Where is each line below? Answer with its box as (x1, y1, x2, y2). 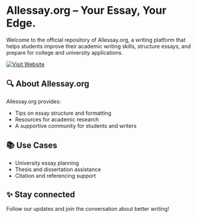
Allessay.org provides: (6, 97, 61, 105)
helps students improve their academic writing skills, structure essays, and (6, 43, 191, 50)
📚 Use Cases (6, 141, 58, 151)
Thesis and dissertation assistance (14, 166, 101, 173)
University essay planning (14, 159, 79, 166)
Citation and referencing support (14, 172, 96, 179)
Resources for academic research (14, 115, 99, 123)
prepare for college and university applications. (6, 49, 123, 56)
